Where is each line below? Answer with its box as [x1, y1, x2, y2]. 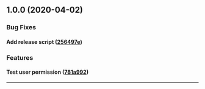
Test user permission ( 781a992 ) [6, 68, 89, 76]
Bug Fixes [6, 23, 37, 32]
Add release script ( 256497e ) [6, 38, 82, 45]
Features [6, 53, 34, 62]
